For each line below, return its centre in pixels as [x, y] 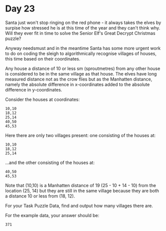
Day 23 [20, 9]
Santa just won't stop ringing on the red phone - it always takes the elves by [83, 22]
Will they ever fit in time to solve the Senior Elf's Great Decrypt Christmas [80, 33]
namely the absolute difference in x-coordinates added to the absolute [78, 84]
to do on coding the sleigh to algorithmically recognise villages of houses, [81, 53]
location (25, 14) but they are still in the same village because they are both [82, 190]
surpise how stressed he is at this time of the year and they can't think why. [83, 27]
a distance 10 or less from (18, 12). [40, 196]
